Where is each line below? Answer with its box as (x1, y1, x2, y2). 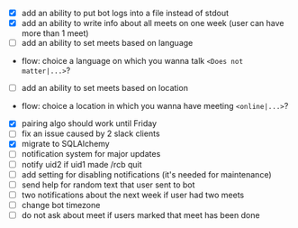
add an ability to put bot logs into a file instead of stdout (21, 8, 230, 18)
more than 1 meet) (21, 28, 89, 39)
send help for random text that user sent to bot (21, 179, 195, 190)
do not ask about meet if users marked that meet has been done (21, 209, 260, 220)
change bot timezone (21, 199, 101, 210)
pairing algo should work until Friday (21, 118, 158, 129)
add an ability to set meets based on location (21, 83, 188, 94)
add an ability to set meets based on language (21, 38, 194, 49)
